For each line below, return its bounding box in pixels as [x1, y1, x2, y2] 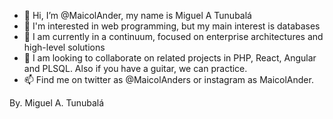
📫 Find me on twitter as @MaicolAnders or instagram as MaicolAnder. [23, 74, 314, 85]
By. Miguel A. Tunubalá [9, 97, 105, 109]
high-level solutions [23, 41, 106, 53]
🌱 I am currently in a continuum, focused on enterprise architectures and [23, 31, 324, 42]
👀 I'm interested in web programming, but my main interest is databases [23, 20, 321, 32]
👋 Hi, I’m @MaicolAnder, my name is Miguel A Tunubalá [23, 10, 252, 21]
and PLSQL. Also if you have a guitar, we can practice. [23, 63, 248, 74]
